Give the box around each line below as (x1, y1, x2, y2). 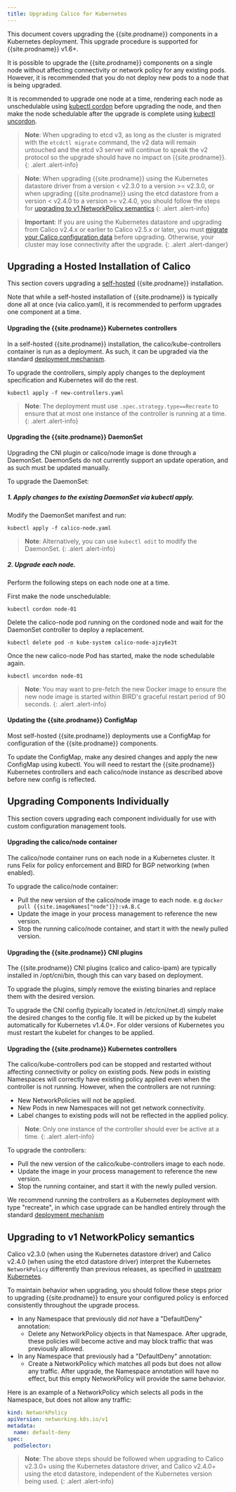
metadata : (7, 1422, 37, 1429)
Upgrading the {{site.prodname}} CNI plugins (7, 948, 143, 957)
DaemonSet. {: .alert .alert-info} (24, 544, 116, 553)
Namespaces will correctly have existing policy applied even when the (7, 1075, 211, 1083)
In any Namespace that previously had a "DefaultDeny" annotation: (17, 1352, 212, 1360)
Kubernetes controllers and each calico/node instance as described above (7, 767, 223, 776)
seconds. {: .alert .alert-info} (24, 700, 107, 708)
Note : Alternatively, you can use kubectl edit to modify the (24, 537, 197, 545)
